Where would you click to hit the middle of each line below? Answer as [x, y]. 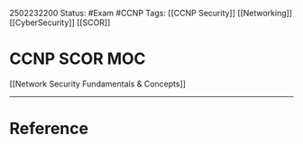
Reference [49, 129]
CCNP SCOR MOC [78, 59]
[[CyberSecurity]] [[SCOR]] [60, 22]
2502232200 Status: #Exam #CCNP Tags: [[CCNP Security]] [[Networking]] [151, 13]
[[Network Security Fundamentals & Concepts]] [98, 84]
